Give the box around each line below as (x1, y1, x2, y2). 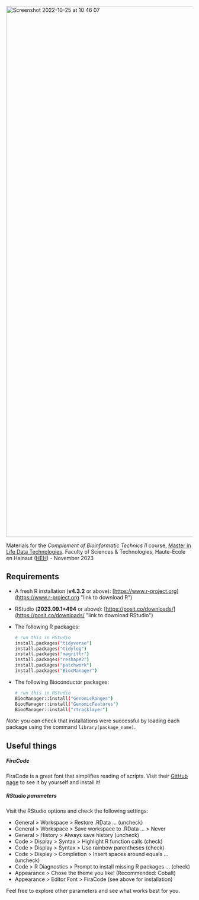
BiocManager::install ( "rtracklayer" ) (14, 706, 108, 712)
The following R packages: (14, 623, 80, 630)
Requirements (6, 571, 59, 582)
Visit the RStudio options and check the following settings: (6, 807, 149, 814)
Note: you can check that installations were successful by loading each (6, 717, 180, 724)
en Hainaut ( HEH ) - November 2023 (6, 555, 94, 561)
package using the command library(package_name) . (6, 724, 136, 731)
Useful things (6, 741, 57, 751)
